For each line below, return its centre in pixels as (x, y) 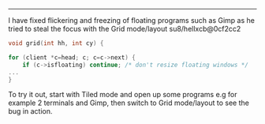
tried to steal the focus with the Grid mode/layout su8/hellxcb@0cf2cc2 (125, 29)
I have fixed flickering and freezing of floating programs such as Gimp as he (131, 20)
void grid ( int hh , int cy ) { (56, 43)
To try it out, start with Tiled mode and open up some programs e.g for (123, 95)
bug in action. (30, 111)
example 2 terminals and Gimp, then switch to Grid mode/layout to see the (129, 103)
